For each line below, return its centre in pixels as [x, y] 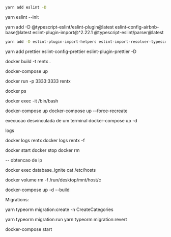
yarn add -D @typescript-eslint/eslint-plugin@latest [60, 27]
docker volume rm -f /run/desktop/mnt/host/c [53, 180]
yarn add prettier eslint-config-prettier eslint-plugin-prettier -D [71, 51]
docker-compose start [29, 229]
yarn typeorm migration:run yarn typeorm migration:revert [66, 219]
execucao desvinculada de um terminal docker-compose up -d [71, 120]
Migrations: [17, 199]
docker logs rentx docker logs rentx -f [45, 140]
